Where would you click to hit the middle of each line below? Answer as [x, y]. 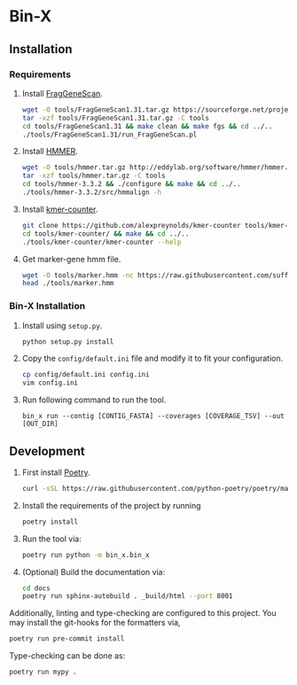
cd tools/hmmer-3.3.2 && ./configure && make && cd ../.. [131, 184]
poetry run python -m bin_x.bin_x [86, 555]
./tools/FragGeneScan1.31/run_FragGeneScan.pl [109, 135]
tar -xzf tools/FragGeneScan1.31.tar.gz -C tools [116, 118]
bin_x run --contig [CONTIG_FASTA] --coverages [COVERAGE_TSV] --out [153, 416]
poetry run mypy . [43, 672]
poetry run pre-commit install [67, 639]
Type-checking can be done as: [67, 656]
